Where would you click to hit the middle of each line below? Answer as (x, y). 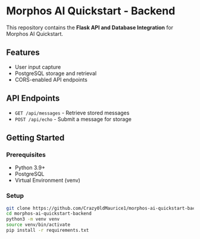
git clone (18, 208)
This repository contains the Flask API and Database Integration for (90, 27)
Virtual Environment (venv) (47, 181)
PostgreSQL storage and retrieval (56, 73)
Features (23, 53)
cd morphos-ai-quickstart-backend (49, 214)
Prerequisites (26, 154)
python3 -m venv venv (33, 219)
